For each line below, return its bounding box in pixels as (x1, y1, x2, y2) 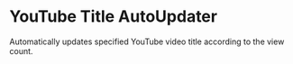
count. (9, 45, 33, 56)
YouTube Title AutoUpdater (9, 6, 218, 27)
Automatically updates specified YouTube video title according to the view (9, 36, 285, 47)
